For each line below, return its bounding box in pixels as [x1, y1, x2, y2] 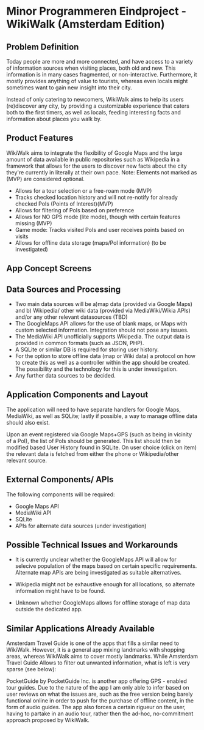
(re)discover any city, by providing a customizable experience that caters [6, 102, 190, 110]
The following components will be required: [6, 491, 115, 498]
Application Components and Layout [6, 390, 149, 400]
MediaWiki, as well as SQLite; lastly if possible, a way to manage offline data [6, 412, 198, 420]
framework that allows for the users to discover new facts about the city [6, 162, 187, 169]
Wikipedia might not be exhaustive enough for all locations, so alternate [15, 581, 195, 588]
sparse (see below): [6, 666, 57, 673]
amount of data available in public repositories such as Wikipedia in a [6, 155, 180, 163]
